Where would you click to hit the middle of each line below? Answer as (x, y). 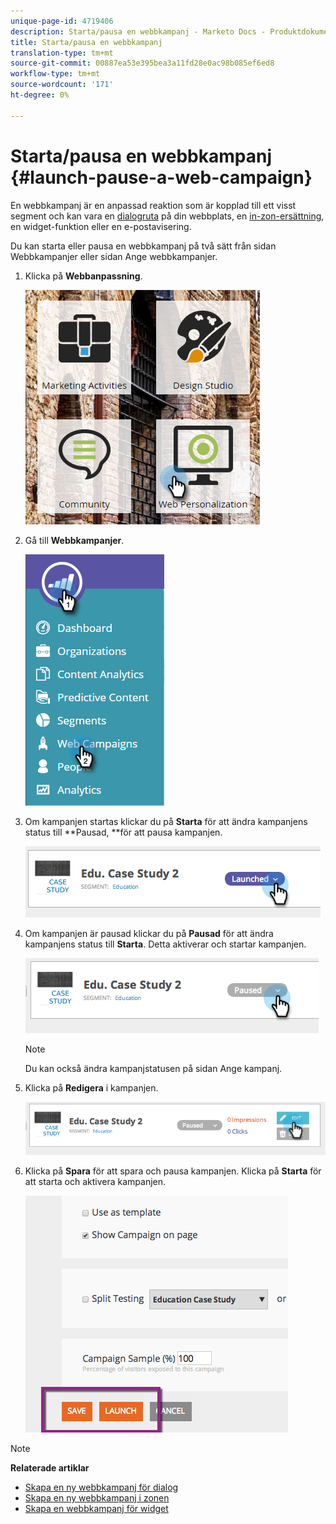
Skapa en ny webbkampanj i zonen (97, 1498)
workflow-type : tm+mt (55, 74)
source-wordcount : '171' (62, 85)
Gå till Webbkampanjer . (74, 540)
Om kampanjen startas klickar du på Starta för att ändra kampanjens (166, 821)
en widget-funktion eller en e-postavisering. (101, 226)
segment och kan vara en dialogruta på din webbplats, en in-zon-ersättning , (167, 216)
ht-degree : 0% (40, 95)
